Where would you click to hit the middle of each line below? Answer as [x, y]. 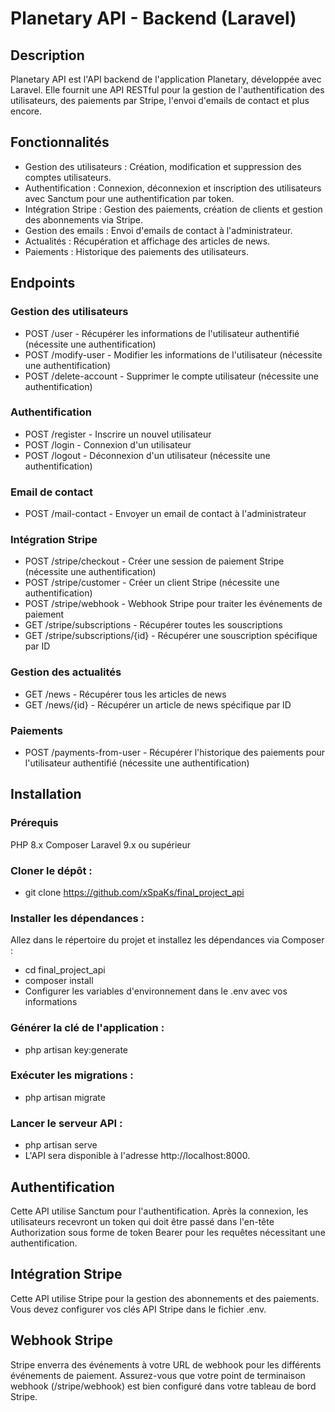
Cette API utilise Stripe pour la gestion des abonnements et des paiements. [165, 1298]
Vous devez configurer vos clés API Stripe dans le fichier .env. [138, 1309]
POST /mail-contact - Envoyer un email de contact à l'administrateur [165, 514]
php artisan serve [61, 1145]
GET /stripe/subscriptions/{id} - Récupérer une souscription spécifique [171, 636]
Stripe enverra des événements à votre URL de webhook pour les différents [166, 1364]
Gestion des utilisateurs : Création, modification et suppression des [163, 166]
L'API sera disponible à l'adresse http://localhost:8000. [137, 1156]
